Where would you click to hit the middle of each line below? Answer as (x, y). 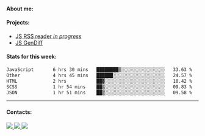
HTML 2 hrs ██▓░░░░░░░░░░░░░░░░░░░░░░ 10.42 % (99, 81)
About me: (20, 9)
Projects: (18, 23)
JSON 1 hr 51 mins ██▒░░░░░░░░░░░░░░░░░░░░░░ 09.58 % (99, 93)
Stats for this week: (31, 57)
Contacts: (19, 112)
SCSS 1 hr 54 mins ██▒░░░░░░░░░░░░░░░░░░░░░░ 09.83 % (99, 87)
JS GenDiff (29, 42)
